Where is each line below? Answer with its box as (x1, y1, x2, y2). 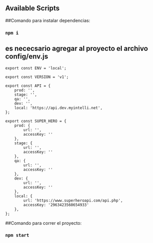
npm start (5, 232, 29, 238)
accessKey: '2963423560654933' (23, 202, 89, 207)
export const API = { (5, 83, 51, 88)
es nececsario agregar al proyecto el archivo (5, 44, 148, 53)
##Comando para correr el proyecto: (5, 220, 82, 226)
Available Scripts (5, 4, 60, 13)
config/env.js (5, 52, 48, 61)
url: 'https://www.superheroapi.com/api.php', (23, 198, 123, 203)
